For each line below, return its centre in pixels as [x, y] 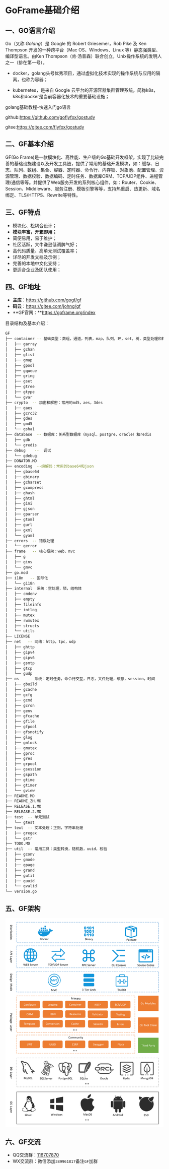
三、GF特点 [23, 212]
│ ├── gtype [20, 392]
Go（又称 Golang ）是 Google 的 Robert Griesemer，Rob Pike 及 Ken [76, 44]
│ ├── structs [22, 626]
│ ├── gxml [19, 530]
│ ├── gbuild [21, 684]
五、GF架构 [23, 908]
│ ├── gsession [23, 769]
